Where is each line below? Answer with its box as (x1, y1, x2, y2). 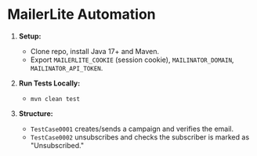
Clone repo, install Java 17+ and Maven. (30, 46, 160, 56)
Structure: (18, 108, 53, 118)
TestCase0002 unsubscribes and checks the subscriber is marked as (30, 132, 250, 142)
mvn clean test (30, 95, 80, 103)
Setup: (18, 31, 42, 41)
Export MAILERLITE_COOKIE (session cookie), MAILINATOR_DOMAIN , (30, 55, 234, 64)
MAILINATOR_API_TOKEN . (30, 63, 103, 72)
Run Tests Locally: (18, 78, 81, 88)
